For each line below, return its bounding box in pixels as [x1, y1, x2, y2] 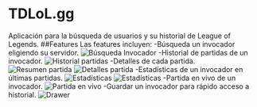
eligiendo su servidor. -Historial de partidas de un [8, 48, 248, 57]
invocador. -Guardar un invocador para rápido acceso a [8, 81, 250, 91]
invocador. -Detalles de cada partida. [8, 56, 196, 66]
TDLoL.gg [8, 5, 75, 23]
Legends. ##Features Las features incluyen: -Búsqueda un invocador [8, 39, 236, 48]
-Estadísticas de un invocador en [134, 64, 243, 74]
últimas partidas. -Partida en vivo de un [8, 73, 236, 82]
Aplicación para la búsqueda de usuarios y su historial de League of [8, 31, 232, 40]
